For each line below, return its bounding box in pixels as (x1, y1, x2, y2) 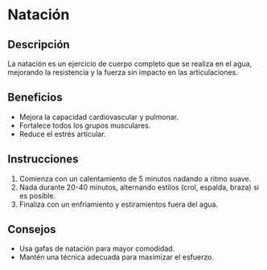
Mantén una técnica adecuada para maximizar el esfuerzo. (18, 252, 215, 262)
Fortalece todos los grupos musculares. (18, 121, 151, 130)
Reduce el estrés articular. (18, 129, 106, 138)
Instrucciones (7, 153, 79, 166)
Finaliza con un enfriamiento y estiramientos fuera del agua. (18, 199, 219, 209)
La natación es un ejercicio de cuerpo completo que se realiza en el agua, (7, 59, 253, 68)
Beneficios (7, 91, 63, 104)
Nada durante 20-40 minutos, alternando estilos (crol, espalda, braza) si (18, 182, 259, 192)
